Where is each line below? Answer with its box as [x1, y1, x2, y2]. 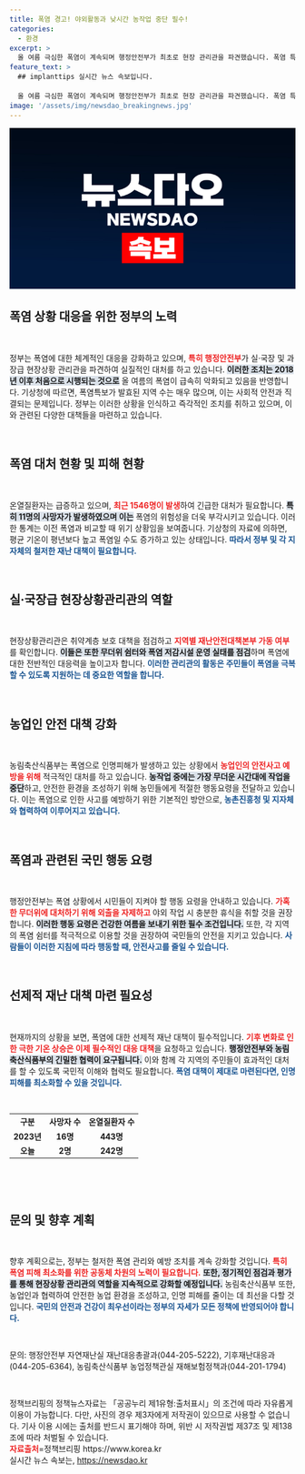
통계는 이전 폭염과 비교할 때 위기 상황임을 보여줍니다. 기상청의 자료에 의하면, [18, 522, 288, 533]
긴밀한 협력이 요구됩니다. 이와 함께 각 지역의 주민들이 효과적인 [54, 1054, 273, 1065]
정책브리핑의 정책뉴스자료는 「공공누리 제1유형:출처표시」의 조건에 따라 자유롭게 [9, 1398, 293, 1409]
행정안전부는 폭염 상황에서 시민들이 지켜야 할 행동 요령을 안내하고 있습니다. [9, 896, 274, 907]
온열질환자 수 [88, 1116, 135, 1127]
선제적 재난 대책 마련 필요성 [9, 988, 152, 1004]
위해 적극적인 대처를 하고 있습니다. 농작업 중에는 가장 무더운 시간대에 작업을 [25, 772, 290, 782]
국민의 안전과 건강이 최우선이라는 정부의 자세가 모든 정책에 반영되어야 [35, 1301, 279, 1312]
